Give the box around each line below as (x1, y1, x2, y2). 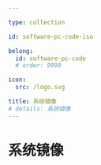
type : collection (8, 18, 65, 26)
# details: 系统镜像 (8, 104, 71, 113)
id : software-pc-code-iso (8, 32, 93, 40)
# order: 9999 (15, 62, 62, 69)
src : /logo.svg (15, 84, 65, 92)
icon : (8, 76, 26, 84)
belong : (8, 47, 34, 55)
